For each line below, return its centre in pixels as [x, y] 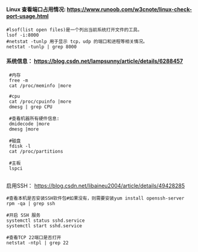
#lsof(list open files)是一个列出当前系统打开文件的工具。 [74, 30]
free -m [18, 81]
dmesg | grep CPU [30, 107]
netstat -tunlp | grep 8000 [42, 47]
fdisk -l [20, 146]
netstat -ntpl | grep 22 [37, 243]
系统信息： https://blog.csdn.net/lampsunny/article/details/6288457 [94, 61]
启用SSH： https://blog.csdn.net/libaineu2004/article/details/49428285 [96, 186]
